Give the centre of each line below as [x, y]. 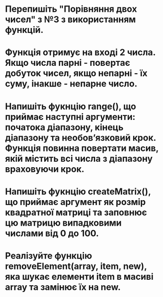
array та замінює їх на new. [63, 287]
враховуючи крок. [45, 169]
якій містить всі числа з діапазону [79, 159]
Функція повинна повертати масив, [82, 148]
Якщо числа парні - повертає [68, 63]
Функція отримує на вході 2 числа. [80, 52]
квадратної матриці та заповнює [76, 212]
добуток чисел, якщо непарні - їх [76, 74]
